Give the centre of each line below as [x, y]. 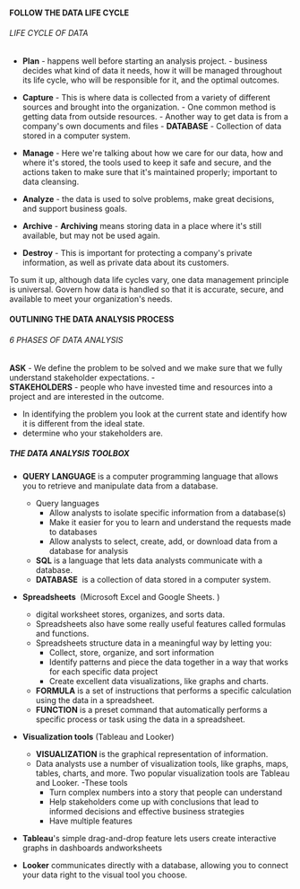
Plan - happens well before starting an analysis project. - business [145, 61]
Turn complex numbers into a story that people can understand [166, 792]
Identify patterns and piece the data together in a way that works [169, 662]
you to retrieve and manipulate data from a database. [120, 486]
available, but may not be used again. [91, 235]
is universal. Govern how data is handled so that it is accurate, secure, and [146, 289]
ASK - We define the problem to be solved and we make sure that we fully [146, 367]
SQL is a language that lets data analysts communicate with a [149, 560]
